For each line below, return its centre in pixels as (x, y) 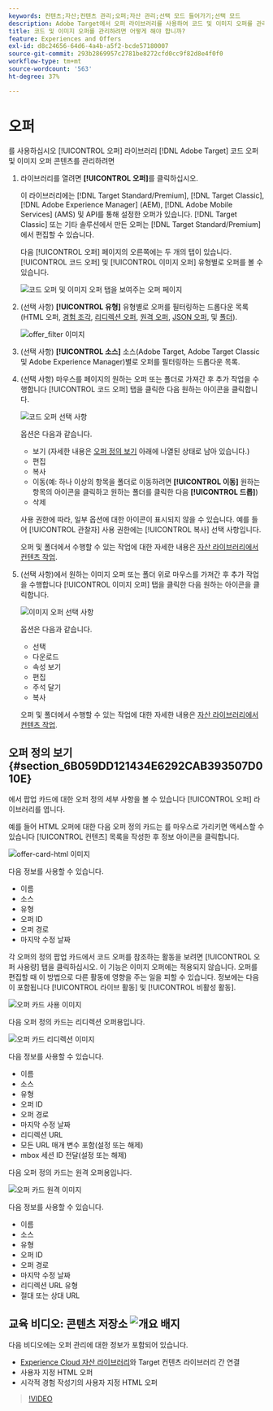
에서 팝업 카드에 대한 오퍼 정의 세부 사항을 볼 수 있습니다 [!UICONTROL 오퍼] (130, 799)
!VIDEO (40, 1399)
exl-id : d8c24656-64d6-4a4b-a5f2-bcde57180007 (89, 46)
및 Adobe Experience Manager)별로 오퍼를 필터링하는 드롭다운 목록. (130, 361)
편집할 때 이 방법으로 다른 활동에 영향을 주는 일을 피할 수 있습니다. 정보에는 (126, 977)
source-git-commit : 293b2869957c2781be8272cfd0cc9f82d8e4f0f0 (116, 54)
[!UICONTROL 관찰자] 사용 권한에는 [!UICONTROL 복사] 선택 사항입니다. (145, 529)
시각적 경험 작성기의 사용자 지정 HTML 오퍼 (89, 1383)
